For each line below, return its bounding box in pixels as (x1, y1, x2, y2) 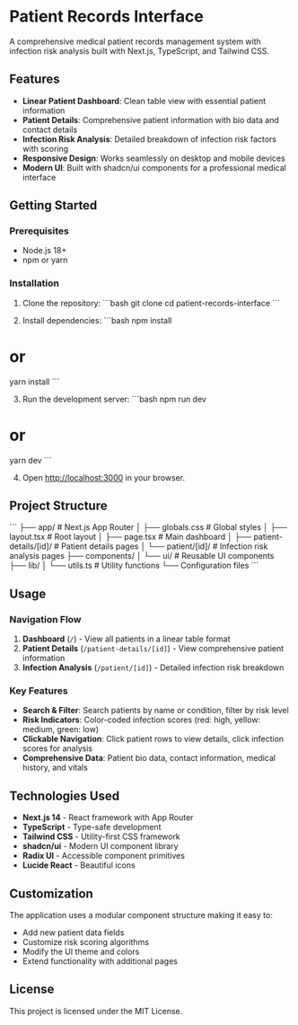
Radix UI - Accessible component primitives (22, 851, 186, 862)
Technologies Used (9, 788, 119, 803)
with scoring (22, 143, 69, 154)
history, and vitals (22, 762, 88, 773)
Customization (9, 886, 94, 901)
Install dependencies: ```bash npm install (22, 314, 172, 325)
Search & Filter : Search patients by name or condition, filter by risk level (22, 705, 289, 716)
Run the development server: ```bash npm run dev (22, 393, 206, 404)
